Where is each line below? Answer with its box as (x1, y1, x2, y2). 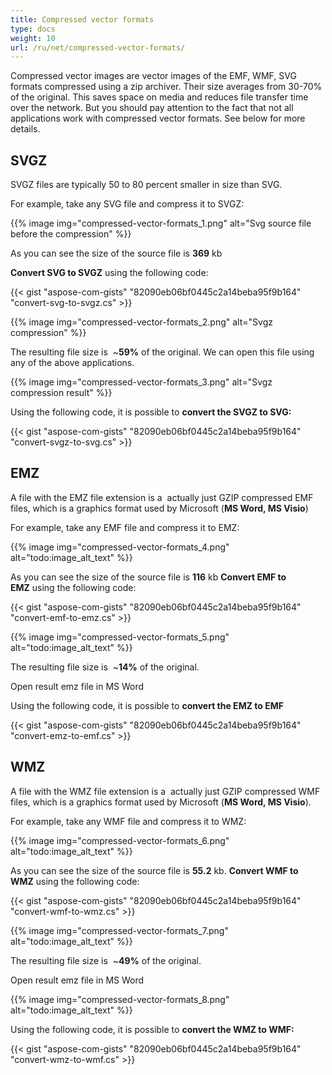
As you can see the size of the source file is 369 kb (10, 247, 223, 260)
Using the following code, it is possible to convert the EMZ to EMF (10, 699, 284, 711)
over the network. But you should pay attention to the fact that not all (10, 102, 294, 114)
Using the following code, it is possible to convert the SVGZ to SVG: (10, 406, 292, 418)
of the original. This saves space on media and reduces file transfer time (10, 91, 309, 103)
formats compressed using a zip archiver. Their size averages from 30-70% (10, 81, 323, 93)
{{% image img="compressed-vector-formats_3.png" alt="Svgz (10, 376, 273, 388)
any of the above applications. (10, 357, 135, 369)
